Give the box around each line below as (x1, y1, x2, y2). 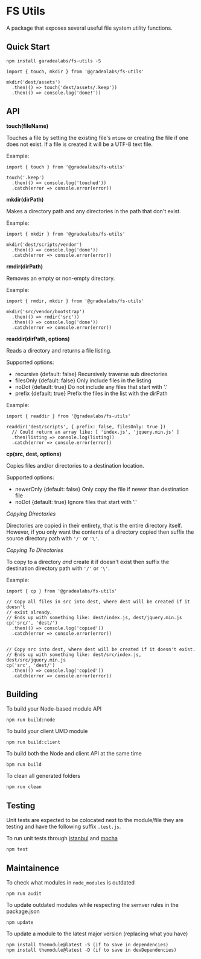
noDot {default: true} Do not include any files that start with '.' (14, 383, 168, 390)
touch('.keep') (6, 174, 45, 181)
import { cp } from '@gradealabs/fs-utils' (6, 588, 118, 594)
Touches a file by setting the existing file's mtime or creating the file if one (6, 134, 189, 141)
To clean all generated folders (6, 772, 80, 780)
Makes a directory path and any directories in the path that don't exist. (6, 207, 181, 214)
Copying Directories (6, 510, 56, 517)
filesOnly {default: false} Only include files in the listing (14, 377, 152, 384)
